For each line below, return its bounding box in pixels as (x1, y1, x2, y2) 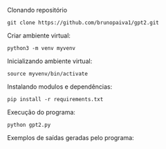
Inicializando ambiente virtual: (7, 57, 93, 65)
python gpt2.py (7, 121, 51, 128)
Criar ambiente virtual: (7, 31, 71, 40)
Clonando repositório (7, 6, 68, 14)
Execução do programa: (7, 108, 76, 116)
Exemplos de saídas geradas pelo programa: (7, 134, 134, 141)
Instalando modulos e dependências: (7, 82, 113, 91)
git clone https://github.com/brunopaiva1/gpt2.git (7, 19, 159, 26)
